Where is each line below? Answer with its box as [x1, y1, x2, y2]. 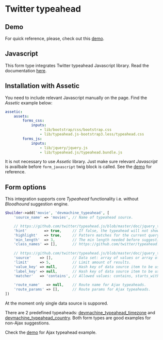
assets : [14, 114, 29, 119]
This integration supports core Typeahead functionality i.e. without [5, 196, 139, 202]
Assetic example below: [5, 100, 52, 105]
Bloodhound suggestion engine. [5, 201, 69, 207]
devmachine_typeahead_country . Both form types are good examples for [5, 315, 151, 321]
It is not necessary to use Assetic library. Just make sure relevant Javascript [5, 159, 158, 165]
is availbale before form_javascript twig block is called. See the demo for [5, 164, 152, 170]
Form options [5, 183, 46, 191]
